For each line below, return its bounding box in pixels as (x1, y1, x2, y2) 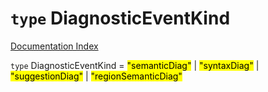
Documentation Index (10, 40, 99, 52)
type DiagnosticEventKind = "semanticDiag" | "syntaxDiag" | (10, 59, 260, 71)
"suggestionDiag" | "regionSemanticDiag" (10, 70, 183, 82)
